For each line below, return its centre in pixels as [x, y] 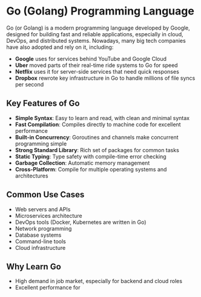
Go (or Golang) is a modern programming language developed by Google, [98, 28]
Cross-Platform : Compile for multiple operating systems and [91, 169]
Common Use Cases [45, 195]
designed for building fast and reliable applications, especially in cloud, [95, 34]
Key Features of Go [43, 104]
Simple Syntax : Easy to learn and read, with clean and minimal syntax [102, 118]
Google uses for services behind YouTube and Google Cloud [91, 59]
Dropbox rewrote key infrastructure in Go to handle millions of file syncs [105, 78]
